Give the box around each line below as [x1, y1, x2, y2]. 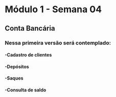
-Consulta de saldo [5, 87, 47, 93]
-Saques [5, 75, 24, 81]
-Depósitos [5, 63, 29, 69]
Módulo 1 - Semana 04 [5, 4, 102, 15]
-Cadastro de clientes [5, 52, 52, 58]
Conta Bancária [5, 24, 55, 33]
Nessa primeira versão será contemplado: [5, 39, 111, 46]
